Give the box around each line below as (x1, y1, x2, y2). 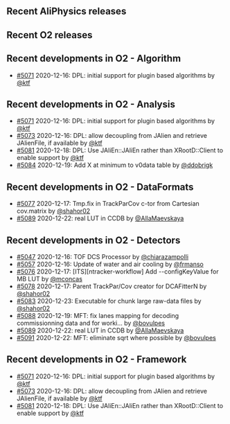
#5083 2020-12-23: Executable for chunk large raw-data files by (16, 297, 202, 306)
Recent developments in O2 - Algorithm (6, 53, 182, 64)
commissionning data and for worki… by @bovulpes (16, 319, 166, 328)
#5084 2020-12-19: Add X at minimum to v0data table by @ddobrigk (16, 161, 213, 169)
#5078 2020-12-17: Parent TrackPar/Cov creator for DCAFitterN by (16, 282, 207, 290)
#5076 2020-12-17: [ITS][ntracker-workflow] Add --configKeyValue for (16, 267, 219, 276)
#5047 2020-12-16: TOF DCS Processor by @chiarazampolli (16, 253, 188, 261)
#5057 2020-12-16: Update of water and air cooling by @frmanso (16, 260, 204, 269)
